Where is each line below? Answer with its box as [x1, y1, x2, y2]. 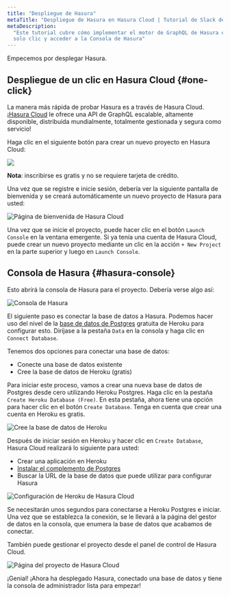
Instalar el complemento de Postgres [16, 464, 121, 472]
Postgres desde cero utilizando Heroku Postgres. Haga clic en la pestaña [7, 388, 214, 396]
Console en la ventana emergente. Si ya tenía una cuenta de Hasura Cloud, [7, 233, 217, 241]
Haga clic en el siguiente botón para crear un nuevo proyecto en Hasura [7, 138, 210, 146]
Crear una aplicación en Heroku [16, 456, 107, 465]
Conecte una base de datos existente [16, 360, 123, 368]
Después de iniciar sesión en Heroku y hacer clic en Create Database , [7, 436, 203, 445]
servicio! [7, 125, 32, 133]
